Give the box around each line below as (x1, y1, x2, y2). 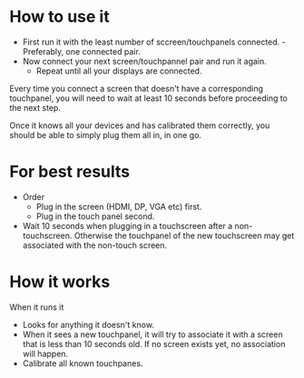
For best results (9, 162, 130, 183)
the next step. (9, 102, 62, 113)
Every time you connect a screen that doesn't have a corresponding (9, 83, 264, 94)
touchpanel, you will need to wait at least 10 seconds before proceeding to (9, 93, 289, 104)
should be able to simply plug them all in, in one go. (9, 129, 202, 140)
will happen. (22, 348, 69, 359)
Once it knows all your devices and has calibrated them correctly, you (9, 120, 270, 131)
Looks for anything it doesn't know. (22, 319, 154, 330)
